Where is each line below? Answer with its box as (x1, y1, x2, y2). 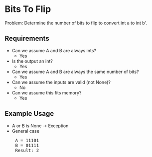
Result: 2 (15, 148, 39, 153)
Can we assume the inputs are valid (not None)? (11, 79, 111, 85)
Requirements (4, 34, 49, 43)
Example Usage (4, 109, 54, 118)
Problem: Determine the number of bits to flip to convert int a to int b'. (4, 20, 148, 26)
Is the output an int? (11, 58, 53, 64)
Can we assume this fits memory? (11, 89, 82, 95)
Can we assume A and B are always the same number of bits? (11, 69, 139, 75)
